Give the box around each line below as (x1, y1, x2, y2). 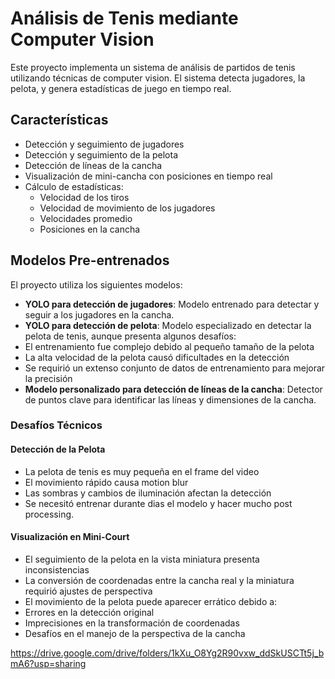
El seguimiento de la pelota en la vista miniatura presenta (24, 553, 260, 565)
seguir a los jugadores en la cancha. (24, 308, 175, 321)
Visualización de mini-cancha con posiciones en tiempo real (24, 170, 273, 182)
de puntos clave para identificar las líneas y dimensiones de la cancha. (24, 393, 317, 406)
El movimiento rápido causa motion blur (24, 476, 189, 488)
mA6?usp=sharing (10, 657, 87, 669)
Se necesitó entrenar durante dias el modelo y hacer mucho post (24, 497, 293, 509)
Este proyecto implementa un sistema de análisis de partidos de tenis (10, 61, 296, 73)
